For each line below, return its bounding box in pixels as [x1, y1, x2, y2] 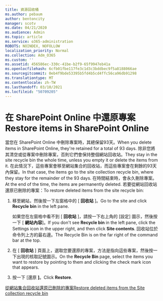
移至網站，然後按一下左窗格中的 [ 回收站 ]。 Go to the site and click [12, 198, 147, 204]
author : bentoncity [5, 16, 45, 21]
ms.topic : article [5, 35, 43, 40]
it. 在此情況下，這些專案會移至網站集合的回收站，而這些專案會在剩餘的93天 [5, 163, 157, 169]
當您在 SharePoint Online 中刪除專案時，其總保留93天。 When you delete [5, 139, 152, 145]
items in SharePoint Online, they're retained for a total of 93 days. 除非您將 [5, 146, 156, 151]
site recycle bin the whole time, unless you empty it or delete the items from [5, 157, 158, 163]
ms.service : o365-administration [5, 39, 73, 44]
